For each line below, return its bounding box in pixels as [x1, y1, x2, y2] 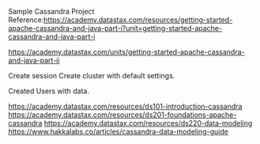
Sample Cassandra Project [8, 7, 95, 16]
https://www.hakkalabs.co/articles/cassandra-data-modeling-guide [8, 127, 229, 136]
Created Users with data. [8, 86, 89, 96]
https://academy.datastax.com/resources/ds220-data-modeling [43, 119, 253, 127]
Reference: [8, 15, 44, 25]
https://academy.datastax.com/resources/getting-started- [43, 15, 233, 25]
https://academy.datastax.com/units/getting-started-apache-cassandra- [8, 47, 245, 56]
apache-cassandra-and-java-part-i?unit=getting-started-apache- [8, 24, 223, 32]
